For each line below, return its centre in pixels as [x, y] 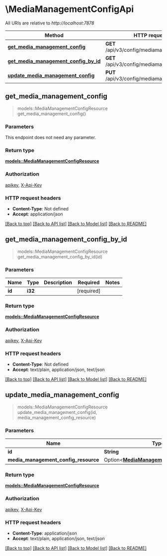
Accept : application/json [38, 214]
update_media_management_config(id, [57, 412]
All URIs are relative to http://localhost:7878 [50, 23]
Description [58, 283]
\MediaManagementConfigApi [70, 9]
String [112, 452]
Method [54, 35]
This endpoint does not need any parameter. [50, 138]
